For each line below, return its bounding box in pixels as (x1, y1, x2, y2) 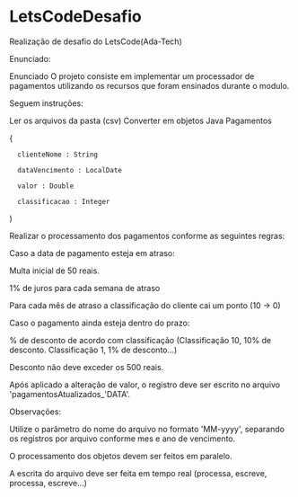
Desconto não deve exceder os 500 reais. (9, 361, 164, 372)
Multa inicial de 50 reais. (9, 265, 101, 276)
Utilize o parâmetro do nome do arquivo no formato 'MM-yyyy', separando (9, 423, 285, 434)
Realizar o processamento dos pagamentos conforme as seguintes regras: (9, 230, 285, 241)
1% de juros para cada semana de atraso (9, 282, 161, 293)
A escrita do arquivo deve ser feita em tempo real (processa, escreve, (9, 467, 267, 478)
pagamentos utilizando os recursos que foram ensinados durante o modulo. (9, 80, 290, 91)
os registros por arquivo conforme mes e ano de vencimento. (9, 433, 236, 444)
